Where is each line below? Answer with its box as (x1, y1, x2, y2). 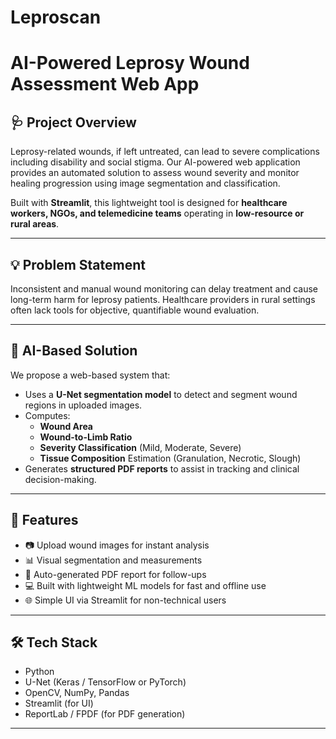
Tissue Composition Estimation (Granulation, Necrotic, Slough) (39, 452, 302, 464)
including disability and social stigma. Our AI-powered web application (10, 156, 301, 168)
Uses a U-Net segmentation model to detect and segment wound (24, 388, 298, 400)
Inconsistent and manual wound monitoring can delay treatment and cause (10, 283, 319, 295)
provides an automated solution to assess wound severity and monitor (10, 167, 300, 179)
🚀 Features (10, 512, 79, 529)
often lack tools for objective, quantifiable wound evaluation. (10, 304, 260, 316)
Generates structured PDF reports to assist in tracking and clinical (24, 462, 300, 475)
